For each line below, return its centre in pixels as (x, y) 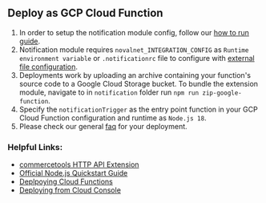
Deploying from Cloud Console (70, 190)
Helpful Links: (35, 147)
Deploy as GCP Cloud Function (85, 13)
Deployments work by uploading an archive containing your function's (135, 75)
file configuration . (48, 67)
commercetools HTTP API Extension (79, 164)
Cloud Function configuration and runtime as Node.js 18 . (113, 118)
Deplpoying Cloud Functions (66, 182)
